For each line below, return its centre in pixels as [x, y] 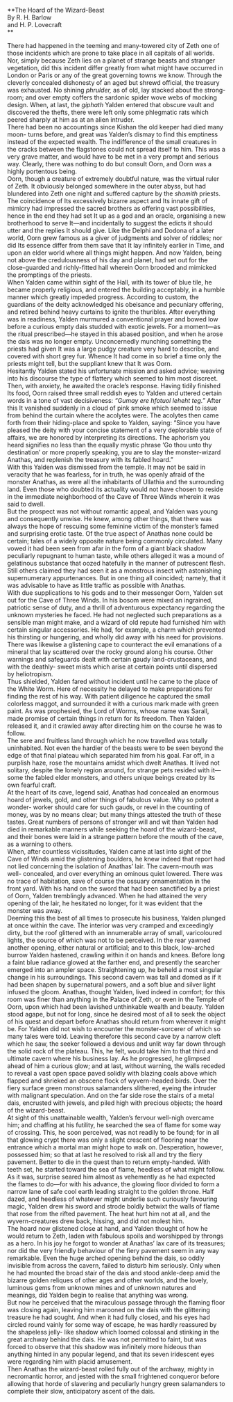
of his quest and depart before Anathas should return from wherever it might [116, 1021]
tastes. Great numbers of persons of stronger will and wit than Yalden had [113, 822]
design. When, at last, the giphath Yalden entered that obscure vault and [111, 105]
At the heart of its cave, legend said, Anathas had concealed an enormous [113, 792]
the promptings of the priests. [50, 275]
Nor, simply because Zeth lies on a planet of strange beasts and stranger [111, 61]
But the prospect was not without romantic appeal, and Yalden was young [113, 511]
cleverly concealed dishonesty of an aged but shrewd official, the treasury [113, 82]
